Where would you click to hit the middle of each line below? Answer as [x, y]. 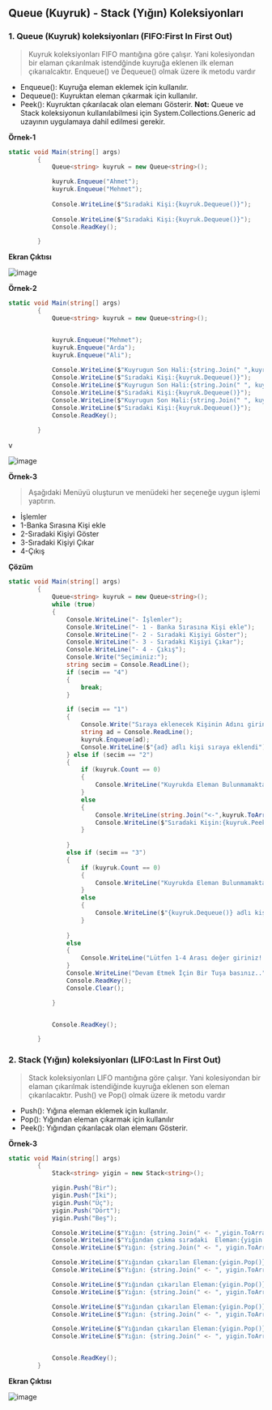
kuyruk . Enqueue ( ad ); [115, 739]
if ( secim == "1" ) [97, 709]
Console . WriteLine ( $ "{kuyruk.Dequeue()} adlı [173, 913]
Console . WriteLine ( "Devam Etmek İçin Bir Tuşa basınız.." [166, 973]
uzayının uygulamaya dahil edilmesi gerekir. [93, 122]
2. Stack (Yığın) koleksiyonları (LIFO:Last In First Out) [115, 1060]
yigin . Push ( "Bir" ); [84, 1188]
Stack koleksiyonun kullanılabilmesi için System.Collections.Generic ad [138, 113]
